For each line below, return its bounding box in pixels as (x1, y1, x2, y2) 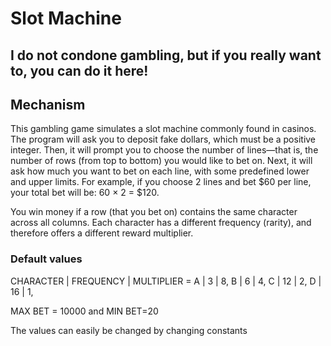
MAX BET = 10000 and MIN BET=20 (10, 305, 159, 317)
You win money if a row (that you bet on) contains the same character (10, 206, 298, 218)
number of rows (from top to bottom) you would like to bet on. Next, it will (10, 155, 313, 167)
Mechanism (10, 96, 86, 113)
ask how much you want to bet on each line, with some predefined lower (10, 165, 310, 177)
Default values (10, 252, 83, 266)
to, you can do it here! (10, 62, 149, 79)
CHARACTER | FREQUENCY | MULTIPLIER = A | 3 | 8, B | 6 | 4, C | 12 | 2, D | (10, 275, 322, 287)
